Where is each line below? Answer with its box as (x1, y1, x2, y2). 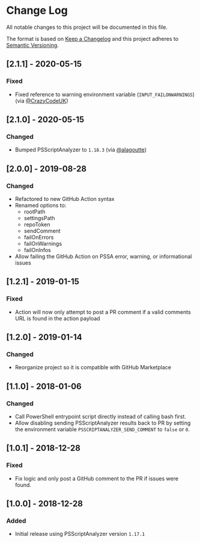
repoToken (23, 221, 50, 228)
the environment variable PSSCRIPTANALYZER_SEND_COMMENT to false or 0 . (14, 426, 190, 433)
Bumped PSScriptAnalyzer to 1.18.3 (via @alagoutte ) (14, 146, 147, 153)
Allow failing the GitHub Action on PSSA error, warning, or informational (14, 253, 192, 260)
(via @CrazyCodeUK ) (14, 97, 68, 104)
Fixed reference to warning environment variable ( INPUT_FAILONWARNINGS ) (14, 91, 195, 98)
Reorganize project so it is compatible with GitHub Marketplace (14, 364, 171, 371)
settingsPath (23, 215, 55, 221)
